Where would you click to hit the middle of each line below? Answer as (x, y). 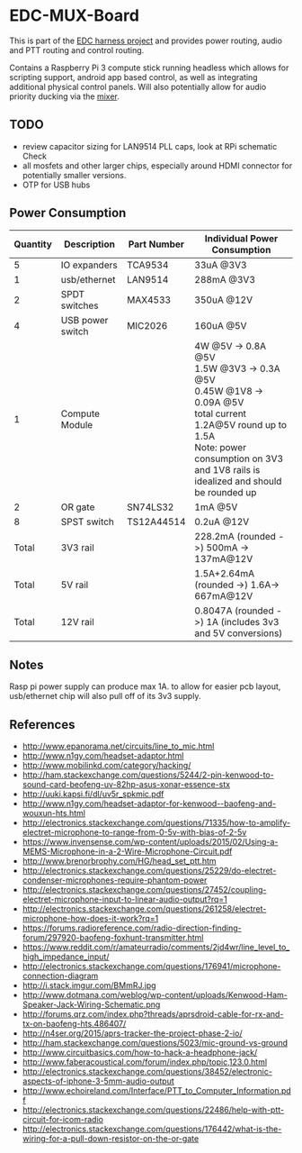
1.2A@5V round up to (241, 424)
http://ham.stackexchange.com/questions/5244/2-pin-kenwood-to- (148, 775)
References (42, 725)
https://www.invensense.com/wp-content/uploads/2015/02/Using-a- (150, 842)
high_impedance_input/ (66, 957)
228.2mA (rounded (235, 536)
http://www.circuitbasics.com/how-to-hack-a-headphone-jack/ (140, 1053)
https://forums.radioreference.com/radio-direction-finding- (132, 928)
